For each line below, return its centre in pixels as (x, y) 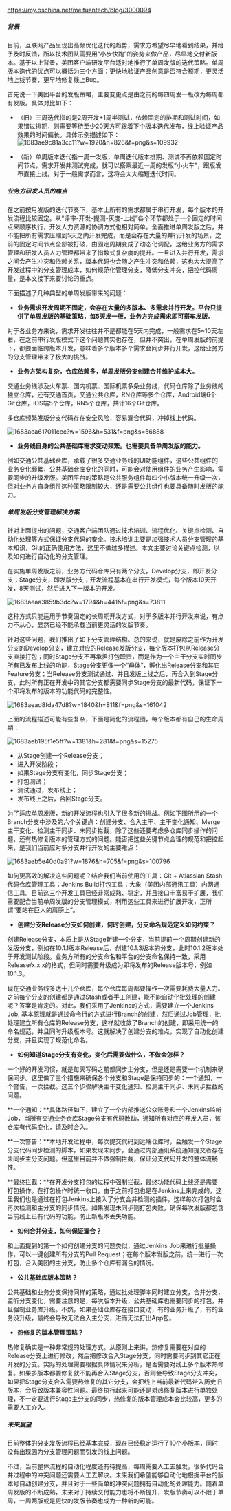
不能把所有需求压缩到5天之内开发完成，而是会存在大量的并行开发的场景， (111, 235)
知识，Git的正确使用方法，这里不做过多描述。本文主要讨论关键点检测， (113, 547)
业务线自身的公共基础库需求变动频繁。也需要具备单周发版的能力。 (110, 445)
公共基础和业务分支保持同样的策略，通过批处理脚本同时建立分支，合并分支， (115, 1292)
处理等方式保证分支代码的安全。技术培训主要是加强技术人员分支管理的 (118, 539)
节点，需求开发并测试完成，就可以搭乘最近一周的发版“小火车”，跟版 (119, 165)
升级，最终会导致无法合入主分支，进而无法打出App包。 (97, 1318)
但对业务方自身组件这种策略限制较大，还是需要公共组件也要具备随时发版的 (112, 486)
